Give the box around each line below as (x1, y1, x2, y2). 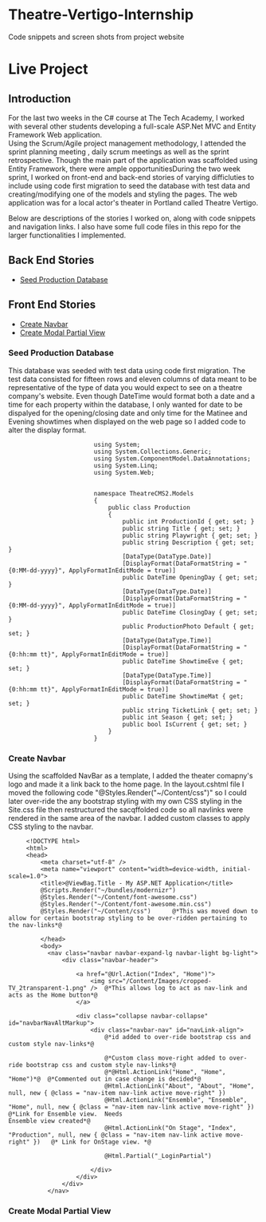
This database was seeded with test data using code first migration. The (8, 365, 245, 375)
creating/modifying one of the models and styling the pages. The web (8, 189, 237, 199)
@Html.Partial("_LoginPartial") (104, 1152, 213, 1160)
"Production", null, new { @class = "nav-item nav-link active (8, 1131, 223, 1140)
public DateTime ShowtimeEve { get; (122, 657, 244, 665)
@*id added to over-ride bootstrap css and (104, 1033, 251, 1041)
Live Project (8, 60, 89, 78)
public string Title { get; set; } (122, 524, 241, 532)
